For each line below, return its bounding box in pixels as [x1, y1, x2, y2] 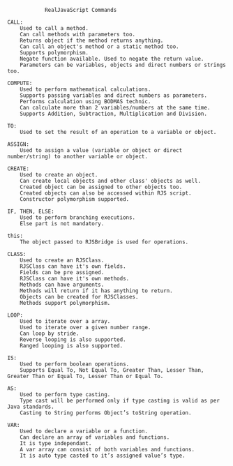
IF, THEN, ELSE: [7, 208, 54, 215]
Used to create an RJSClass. [20, 257, 105, 264]
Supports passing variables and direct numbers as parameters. [20, 92, 208, 99]
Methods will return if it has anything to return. [20, 287, 173, 294]
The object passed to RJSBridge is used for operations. [20, 239, 189, 246]
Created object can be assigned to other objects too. [20, 183, 183, 190]
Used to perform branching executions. [20, 214, 136, 221]
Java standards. [7, 403, 54, 410]
